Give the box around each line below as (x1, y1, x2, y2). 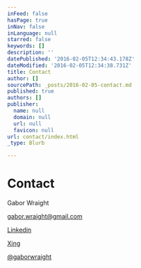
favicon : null (13, 127, 54, 134)
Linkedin (7, 226, 32, 234)
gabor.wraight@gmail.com (7, 212, 83, 221)
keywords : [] (7, 42, 45, 49)
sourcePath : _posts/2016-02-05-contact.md (7, 81, 132, 88)
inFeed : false (7, 10, 49, 17)
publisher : (7, 101, 39, 108)
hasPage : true (7, 17, 49, 24)
